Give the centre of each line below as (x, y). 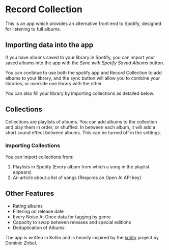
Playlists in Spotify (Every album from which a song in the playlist (81, 166)
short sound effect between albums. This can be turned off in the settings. (83, 132)
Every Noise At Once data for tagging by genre (62, 217)
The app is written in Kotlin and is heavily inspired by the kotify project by (82, 237)
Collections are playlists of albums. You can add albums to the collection (81, 121)
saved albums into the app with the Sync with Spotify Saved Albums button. (85, 63)
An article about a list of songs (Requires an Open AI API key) (77, 178)
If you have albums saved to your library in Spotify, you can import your (80, 57)
